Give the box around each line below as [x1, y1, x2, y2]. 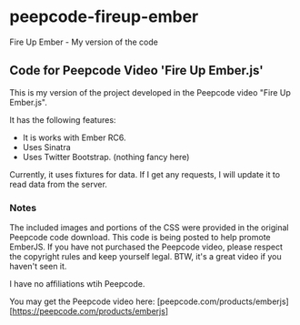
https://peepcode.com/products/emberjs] [12, 306, 169, 317]
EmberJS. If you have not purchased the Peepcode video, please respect [9, 241, 284, 252]
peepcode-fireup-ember [9, 6, 199, 27]
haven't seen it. [9, 261, 67, 272]
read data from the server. [9, 178, 107, 189]
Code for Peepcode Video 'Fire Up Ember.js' [9, 63, 264, 78]
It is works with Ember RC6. [22, 132, 126, 143]
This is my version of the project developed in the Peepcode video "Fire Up [9, 86, 291, 97]
